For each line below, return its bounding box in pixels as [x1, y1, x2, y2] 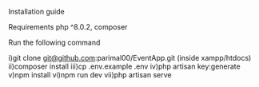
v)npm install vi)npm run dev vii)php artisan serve [8, 70, 172, 79]
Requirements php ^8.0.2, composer [8, 22, 128, 31]
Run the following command [8, 38, 101, 47]
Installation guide [8, 7, 66, 16]
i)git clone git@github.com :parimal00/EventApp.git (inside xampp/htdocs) [8, 53, 252, 62]
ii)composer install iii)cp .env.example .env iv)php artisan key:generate [8, 61, 241, 71]
